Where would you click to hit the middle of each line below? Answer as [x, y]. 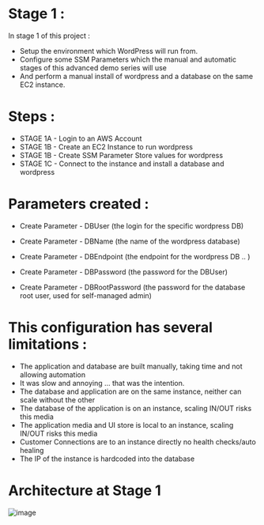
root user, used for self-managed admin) [86, 295]
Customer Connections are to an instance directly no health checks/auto [138, 442]
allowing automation [52, 374]
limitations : [48, 344]
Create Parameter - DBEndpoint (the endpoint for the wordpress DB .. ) [135, 256]
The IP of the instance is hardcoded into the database [107, 459]
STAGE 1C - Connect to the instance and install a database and [122, 164]
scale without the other [57, 399]
